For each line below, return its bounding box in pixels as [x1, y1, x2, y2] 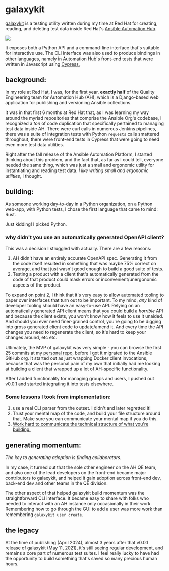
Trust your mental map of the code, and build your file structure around [12, 410, 160, 417]
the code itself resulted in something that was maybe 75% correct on [12, 260, 156, 266]
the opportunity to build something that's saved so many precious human [5, 555, 157, 561]
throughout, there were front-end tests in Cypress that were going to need [5, 136, 160, 142]
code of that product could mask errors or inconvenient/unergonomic [12, 276, 157, 282]
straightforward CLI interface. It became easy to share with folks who [5, 495, 149, 501]
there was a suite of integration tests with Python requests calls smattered [5, 131, 159, 137]
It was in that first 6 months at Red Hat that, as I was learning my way [5, 109, 149, 116]
